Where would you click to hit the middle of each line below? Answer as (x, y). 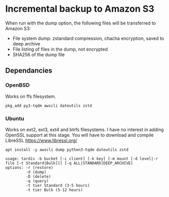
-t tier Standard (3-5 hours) (58, 185)
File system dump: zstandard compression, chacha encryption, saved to (88, 38)
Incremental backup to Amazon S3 (80, 9)
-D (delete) (38, 177)
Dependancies (29, 71)
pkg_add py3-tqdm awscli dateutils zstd (49, 106)
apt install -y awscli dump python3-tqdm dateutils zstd (67, 150)
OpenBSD (18, 85)
